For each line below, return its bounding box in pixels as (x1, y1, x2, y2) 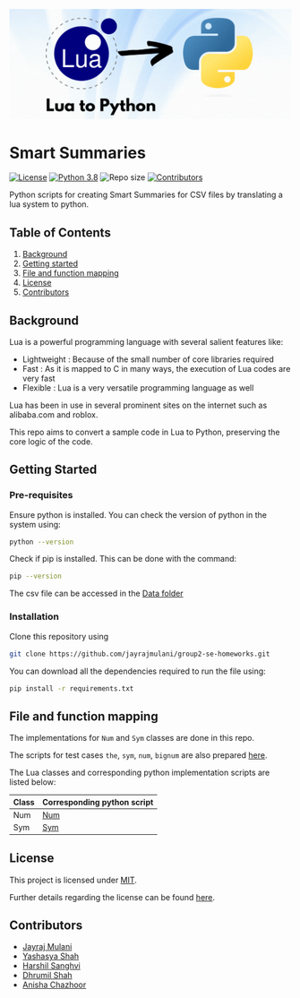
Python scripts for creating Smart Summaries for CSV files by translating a (9, 189, 284, 201)
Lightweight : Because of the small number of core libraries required (21, 354, 275, 365)
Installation (9, 610, 60, 623)
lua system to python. (9, 199, 90, 210)
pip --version (9, 572, 63, 581)
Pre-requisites (9, 489, 73, 502)
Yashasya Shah (21, 951, 80, 962)
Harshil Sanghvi (21, 960, 81, 971)
